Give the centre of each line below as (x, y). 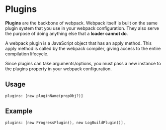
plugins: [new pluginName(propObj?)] (44, 96)
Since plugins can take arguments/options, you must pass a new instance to (83, 63)
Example (19, 111)
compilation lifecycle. (27, 54)
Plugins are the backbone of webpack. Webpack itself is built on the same (82, 23)
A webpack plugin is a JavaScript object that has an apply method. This (79, 43)
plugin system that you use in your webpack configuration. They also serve (82, 28)
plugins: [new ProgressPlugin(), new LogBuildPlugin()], (65, 123)
